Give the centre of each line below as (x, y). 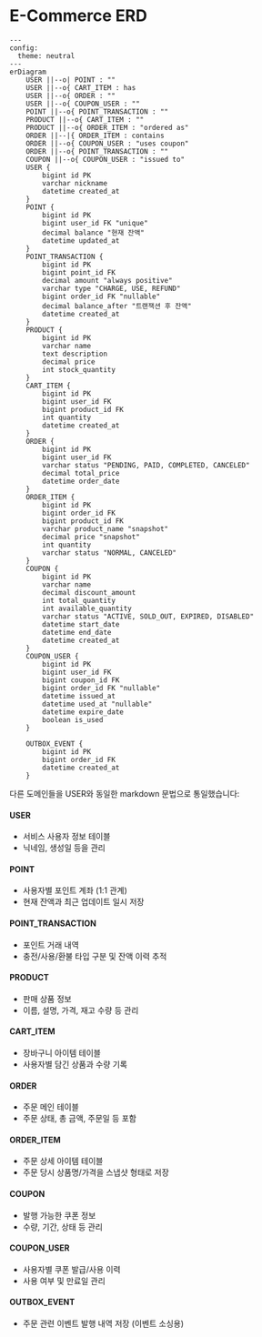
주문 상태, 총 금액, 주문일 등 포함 (79, 1119)
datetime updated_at (81, 241)
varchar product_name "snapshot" (106, 528)
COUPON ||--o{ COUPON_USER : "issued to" (105, 159)
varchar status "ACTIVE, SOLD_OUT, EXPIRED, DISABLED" (148, 616)
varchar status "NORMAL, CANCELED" (110, 553)
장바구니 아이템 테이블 (62, 1052)
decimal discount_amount (89, 592)
